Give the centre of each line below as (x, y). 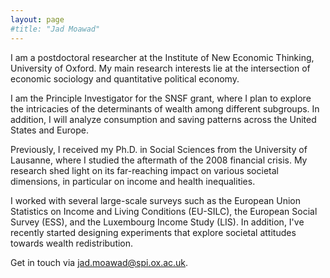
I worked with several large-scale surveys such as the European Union (155, 200)
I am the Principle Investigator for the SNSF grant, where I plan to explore (161, 98)
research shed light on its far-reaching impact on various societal (144, 170)
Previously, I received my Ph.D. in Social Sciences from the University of (159, 149)
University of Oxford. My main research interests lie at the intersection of (160, 68)
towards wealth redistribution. (72, 243)
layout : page (37, 19)
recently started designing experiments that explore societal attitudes (153, 232)
